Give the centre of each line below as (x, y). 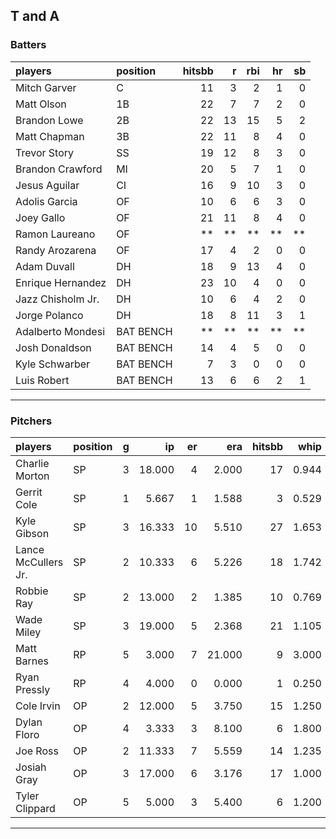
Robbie (32, 591)
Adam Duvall (45, 266)
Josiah (31, 767)
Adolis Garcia (46, 201)
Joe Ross (37, 751)
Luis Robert (42, 380)
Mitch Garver (46, 87)
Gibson (32, 533)
